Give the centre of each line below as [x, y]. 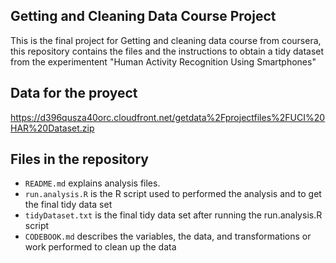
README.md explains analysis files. [92, 183]
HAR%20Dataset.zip [52, 128]
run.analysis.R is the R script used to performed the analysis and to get [173, 194]
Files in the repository [79, 159]
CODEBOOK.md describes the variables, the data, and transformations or [168, 236]
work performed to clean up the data [100, 247]
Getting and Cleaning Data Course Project [143, 16]
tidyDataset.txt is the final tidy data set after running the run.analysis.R [173, 215]
